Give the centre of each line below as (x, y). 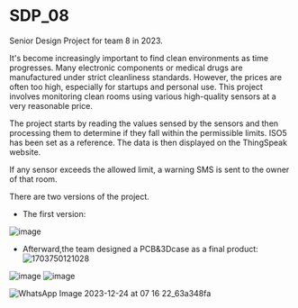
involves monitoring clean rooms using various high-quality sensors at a (143, 96)
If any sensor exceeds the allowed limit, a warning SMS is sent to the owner (149, 169)
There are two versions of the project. (80, 196)
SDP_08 (39, 16)
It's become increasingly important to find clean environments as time (139, 58)
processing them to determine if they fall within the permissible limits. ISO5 (148, 132)
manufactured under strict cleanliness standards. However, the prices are (145, 77)
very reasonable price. (51, 105)
